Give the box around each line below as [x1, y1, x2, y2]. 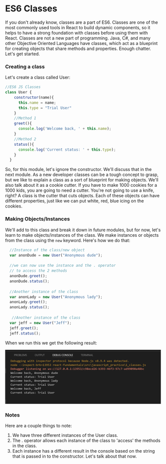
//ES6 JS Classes [5, 84, 41, 89]
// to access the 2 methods [9, 268, 68, 273]
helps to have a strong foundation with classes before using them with [5, 30, 148, 36]
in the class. [12, 443, 37, 449]
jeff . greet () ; [9, 326, 39, 331]
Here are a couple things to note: [5, 423, 72, 429]
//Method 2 [14, 136, 37, 141]
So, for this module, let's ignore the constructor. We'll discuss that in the [5, 167, 152, 172]
